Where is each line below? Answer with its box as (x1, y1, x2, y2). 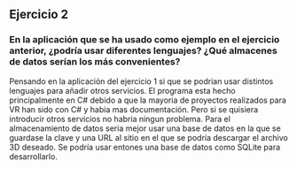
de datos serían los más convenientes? (9, 56, 181, 68)
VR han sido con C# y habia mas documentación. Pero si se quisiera (9, 104, 259, 114)
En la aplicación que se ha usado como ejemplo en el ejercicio (9, 34, 280, 46)
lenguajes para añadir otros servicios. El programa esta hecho (9, 85, 237, 96)
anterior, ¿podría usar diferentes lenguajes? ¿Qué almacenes (9, 44, 277, 57)
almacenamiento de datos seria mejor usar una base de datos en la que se (9, 123, 281, 134)
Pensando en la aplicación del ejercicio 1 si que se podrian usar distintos (9, 75, 274, 87)
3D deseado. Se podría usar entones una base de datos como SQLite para (9, 142, 281, 152)
